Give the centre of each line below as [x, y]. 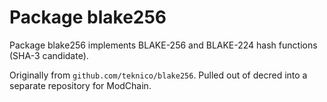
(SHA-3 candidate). [49, 55]
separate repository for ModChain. [80, 85]
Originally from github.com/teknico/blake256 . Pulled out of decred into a [158, 75]
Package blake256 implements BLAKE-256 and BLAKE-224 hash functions [163, 45]
